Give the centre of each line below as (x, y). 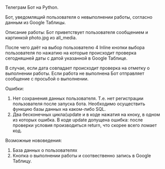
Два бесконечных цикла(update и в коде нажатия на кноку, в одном (86, 114)
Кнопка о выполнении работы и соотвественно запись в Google (82, 156)
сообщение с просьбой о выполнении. (47, 79)
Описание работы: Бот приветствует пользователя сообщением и (77, 32)
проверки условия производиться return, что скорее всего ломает (85, 125)
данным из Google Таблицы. (36, 23)
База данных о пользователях (45, 150)
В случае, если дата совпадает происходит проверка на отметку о (77, 68)
